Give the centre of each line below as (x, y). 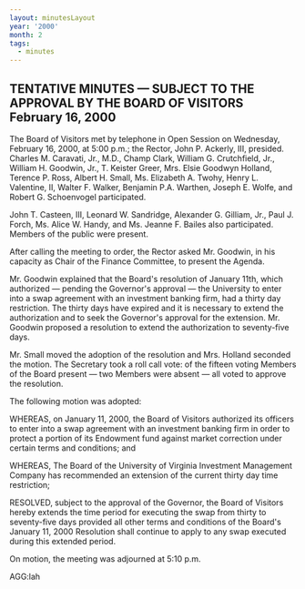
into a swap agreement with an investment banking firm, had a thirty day (145, 298)
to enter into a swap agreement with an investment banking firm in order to (150, 428)
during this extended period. (63, 541)
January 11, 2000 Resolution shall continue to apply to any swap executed (148, 531)
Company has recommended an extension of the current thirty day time (144, 475)
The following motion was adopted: (76, 401)
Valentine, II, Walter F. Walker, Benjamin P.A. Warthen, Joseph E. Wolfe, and (151, 187)
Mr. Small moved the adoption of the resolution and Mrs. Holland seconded (150, 354)
